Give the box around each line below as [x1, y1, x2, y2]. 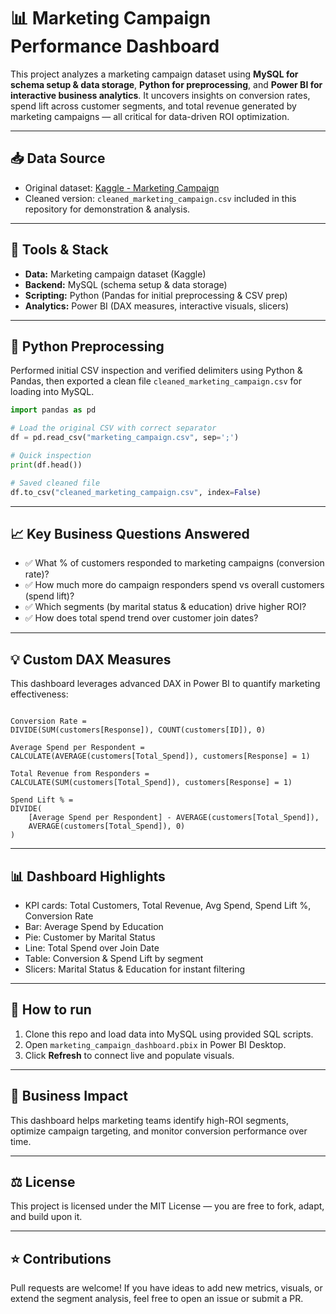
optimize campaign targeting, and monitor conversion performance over [10, 1125, 308, 1137]
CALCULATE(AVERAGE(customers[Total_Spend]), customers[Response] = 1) [10, 751, 311, 762]
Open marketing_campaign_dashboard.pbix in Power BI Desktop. [24, 1038, 287, 1050]
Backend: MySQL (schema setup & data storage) [24, 278, 228, 290]
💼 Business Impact [10, 1088, 128, 1105]
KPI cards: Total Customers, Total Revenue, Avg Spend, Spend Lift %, [24, 899, 312, 911]
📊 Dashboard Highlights [10, 868, 166, 885]
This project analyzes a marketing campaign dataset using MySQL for [10, 68, 299, 80]
